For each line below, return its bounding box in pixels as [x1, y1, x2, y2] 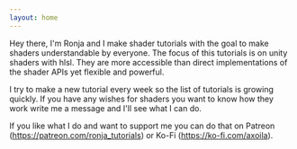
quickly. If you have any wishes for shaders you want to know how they [9, 93, 274, 104]
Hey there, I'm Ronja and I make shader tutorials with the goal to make [9, 38, 269, 48]
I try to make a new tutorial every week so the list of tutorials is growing [9, 83, 274, 94]
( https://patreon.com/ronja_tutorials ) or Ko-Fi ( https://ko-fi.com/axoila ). [9, 129, 274, 140]
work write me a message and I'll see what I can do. [9, 102, 202, 113]
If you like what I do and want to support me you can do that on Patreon [9, 120, 275, 131]
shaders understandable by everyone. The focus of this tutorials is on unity [9, 47, 288, 58]
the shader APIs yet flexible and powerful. [9, 66, 165, 77]
